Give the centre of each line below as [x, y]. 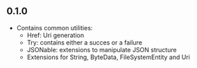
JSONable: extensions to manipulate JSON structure [102, 49]
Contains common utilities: [54, 27]
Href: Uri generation [55, 35]
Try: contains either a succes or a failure [85, 42]
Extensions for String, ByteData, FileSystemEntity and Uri [108, 57]
